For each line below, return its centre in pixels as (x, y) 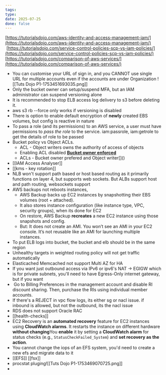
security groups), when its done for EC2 (60, 211)
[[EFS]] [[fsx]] (27, 358)
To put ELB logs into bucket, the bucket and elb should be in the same (83, 242)
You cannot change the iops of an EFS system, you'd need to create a (83, 348)
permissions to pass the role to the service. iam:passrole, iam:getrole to (85, 131)
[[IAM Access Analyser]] (37, 163)
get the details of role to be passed (48, 137)
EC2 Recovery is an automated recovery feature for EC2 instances (81, 321)
